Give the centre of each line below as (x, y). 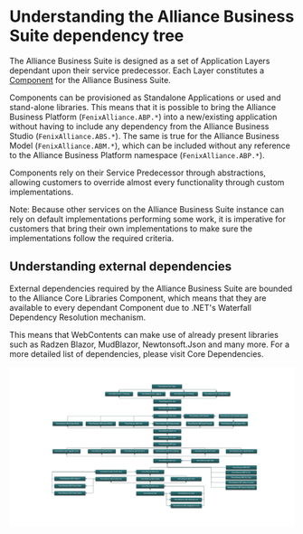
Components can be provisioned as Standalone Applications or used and (146, 98)
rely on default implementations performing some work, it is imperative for (148, 219)
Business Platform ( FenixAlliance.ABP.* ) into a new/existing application (143, 117)
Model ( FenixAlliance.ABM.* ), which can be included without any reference (150, 145)
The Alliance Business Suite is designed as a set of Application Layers (140, 61)
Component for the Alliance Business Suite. (90, 80)
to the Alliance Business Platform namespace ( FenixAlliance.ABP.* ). (137, 155)
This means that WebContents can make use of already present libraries (144, 334)
